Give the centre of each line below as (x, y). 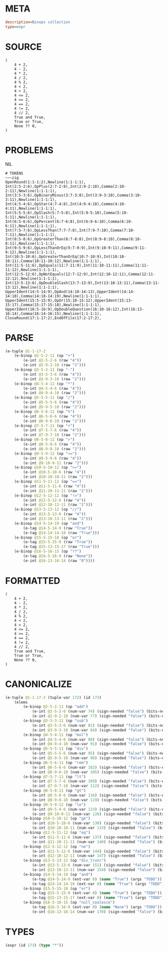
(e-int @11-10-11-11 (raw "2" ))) (58, 491)
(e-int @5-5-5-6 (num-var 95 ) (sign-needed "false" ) (88, 754)
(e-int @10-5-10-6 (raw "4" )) (54, 472)
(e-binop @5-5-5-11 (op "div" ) (56, 749)
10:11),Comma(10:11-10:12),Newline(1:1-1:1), (53, 261)
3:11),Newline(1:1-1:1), (31, 199)
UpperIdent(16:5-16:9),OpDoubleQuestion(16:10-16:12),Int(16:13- (74, 309)
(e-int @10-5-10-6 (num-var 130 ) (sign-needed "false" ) (91, 823)
